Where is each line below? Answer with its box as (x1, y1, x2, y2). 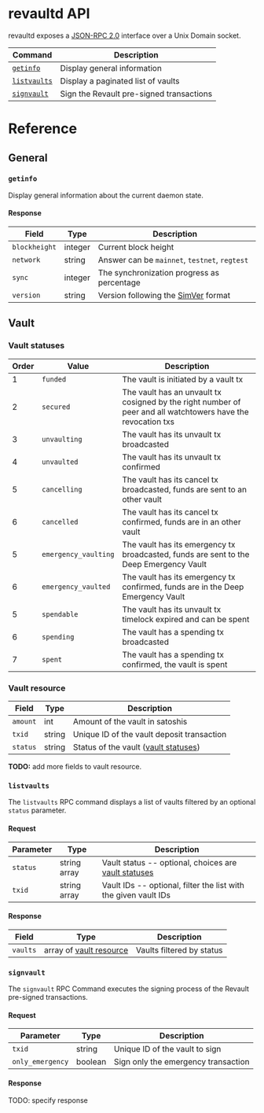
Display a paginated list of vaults (60, 76, 180, 87)
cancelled (42, 517, 79, 526)
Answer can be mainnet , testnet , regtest (97, 255, 249, 266)
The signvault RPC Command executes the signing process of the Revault (8, 984, 250, 993)
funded (42, 374, 67, 384)
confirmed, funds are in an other (121, 516, 241, 527)
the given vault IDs (101, 890, 171, 901)
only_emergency (12, 1057, 69, 1067)
